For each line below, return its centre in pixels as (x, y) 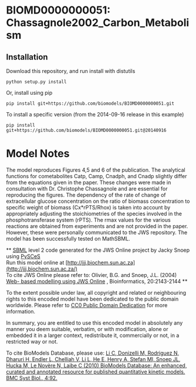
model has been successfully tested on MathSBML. (68, 238)
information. (21, 311)
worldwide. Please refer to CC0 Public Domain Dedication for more (87, 305)
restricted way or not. (32, 341)
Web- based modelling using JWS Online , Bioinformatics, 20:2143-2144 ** (97, 281)
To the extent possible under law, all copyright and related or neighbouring (96, 292)
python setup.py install (36, 82)
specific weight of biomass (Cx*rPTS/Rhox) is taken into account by (88, 207)
